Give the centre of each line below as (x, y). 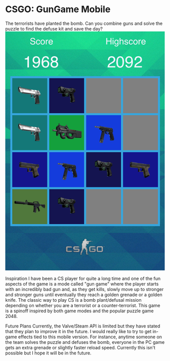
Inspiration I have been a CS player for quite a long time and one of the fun (83, 278)
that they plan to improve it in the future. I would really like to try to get (78, 331)
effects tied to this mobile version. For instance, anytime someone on (90, 337)
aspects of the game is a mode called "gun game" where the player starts (82, 284)
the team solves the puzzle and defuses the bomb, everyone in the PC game (85, 342)
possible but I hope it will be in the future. (48, 353)
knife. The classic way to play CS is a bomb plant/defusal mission (73, 300)
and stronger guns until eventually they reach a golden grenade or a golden (84, 295)
